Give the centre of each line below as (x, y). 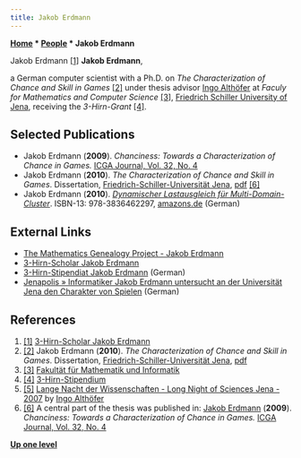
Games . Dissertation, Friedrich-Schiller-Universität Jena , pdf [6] (142, 185)
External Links (51, 232)
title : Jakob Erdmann (51, 17)
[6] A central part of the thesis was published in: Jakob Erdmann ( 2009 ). (157, 408)
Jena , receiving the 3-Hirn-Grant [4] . (78, 106)
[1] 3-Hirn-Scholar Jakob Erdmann (86, 341)
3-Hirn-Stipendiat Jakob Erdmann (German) (104, 272)
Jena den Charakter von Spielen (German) (101, 291)
